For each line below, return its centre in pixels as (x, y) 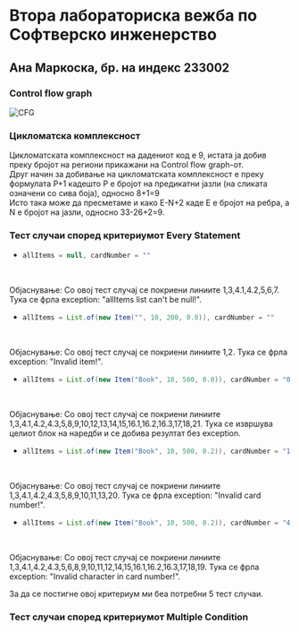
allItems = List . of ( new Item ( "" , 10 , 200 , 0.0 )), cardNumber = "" (148, 318)
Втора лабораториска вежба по (133, 16)
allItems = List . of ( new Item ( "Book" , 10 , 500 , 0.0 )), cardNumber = (150, 380)
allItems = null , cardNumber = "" (86, 256)
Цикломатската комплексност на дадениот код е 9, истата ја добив (138, 155)
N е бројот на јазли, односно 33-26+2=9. (87, 212)
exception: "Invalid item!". (56, 362)
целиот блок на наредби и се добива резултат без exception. (125, 433)
